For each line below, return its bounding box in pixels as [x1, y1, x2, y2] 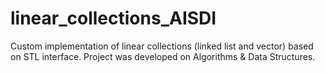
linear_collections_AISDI [10, 7, 217, 30]
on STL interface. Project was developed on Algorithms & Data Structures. [10, 50, 316, 62]
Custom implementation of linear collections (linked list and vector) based [10, 40, 314, 52]
